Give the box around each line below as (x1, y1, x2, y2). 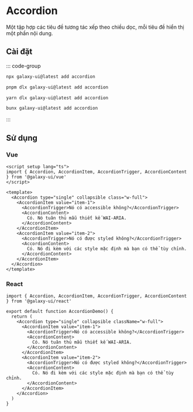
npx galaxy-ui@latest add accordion (6, 73, 95, 80)
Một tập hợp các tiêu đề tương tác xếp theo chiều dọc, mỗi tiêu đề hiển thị (6, 23, 184, 30)
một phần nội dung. (6, 29, 53, 36)
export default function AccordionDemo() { (6, 309, 114, 315)
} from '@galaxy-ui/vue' (6, 174, 67, 180)
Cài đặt (6, 47, 33, 57)
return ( (11, 314, 33, 320)
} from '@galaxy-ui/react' (6, 298, 72, 304)
